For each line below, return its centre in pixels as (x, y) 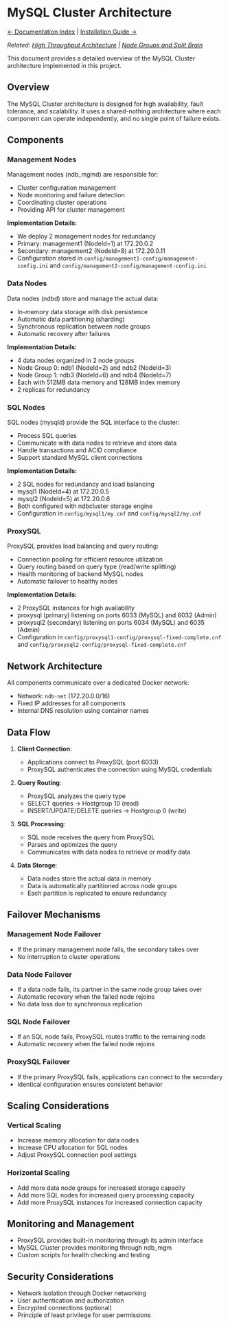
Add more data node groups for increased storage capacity (101, 1188)
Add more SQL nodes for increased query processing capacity (106, 1195)
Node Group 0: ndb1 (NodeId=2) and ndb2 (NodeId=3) (94, 367)
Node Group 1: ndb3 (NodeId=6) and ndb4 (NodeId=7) (94, 375)
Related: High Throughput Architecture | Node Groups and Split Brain (105, 45)
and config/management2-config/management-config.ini (128, 265)
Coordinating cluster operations (62, 202)
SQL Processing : (41, 824)
